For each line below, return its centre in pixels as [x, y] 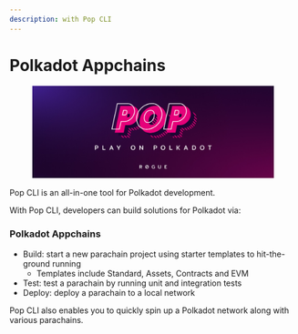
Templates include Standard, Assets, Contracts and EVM [142, 273]
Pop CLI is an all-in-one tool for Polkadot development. [113, 193]
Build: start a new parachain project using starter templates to [139, 254]
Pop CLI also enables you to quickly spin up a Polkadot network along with [149, 310]
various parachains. [46, 319]
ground [36, 263]
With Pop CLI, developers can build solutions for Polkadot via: [125, 210]
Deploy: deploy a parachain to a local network [109, 292]
